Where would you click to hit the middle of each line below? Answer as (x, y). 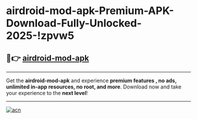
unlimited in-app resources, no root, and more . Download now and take (94, 87)
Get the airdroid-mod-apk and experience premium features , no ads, (91, 81)
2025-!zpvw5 (40, 36)
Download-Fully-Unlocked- (74, 23)
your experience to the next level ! (47, 93)
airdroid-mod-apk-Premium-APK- (90, 11)
